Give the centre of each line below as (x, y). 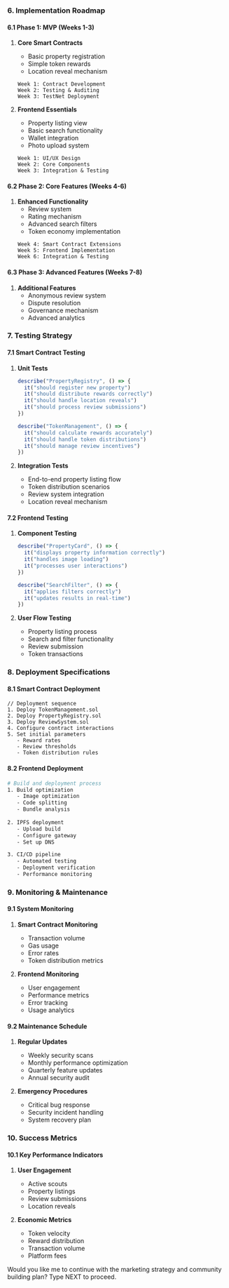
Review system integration (66, 494)
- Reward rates (39, 741)
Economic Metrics (44, 1220)
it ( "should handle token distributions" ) (85, 439)
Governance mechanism (63, 310)
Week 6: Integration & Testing (63, 257)
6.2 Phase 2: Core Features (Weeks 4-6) (67, 186)
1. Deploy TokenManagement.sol (53, 710)
